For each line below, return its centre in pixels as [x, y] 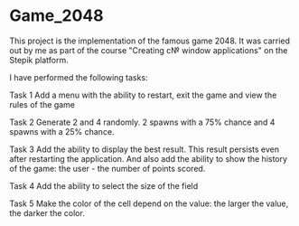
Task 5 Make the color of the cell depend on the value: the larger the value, [149, 203]
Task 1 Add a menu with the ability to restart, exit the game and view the [143, 95]
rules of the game [42, 104]
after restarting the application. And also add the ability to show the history [148, 158]
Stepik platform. [39, 60]
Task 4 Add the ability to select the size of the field [104, 185]
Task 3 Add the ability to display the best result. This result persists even [145, 149]
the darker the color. [47, 212]
